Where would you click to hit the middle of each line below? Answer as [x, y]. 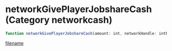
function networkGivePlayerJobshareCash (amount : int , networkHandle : [81, 33]
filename [15, 43]
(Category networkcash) [59, 20]
